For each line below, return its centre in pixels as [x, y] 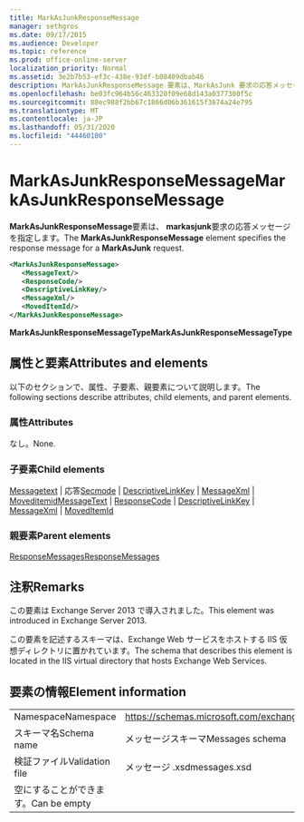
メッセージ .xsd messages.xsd [188, 768]
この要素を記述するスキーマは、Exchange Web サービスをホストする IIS [143, 640]
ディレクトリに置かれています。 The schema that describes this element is [155, 651]
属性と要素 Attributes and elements [109, 363]
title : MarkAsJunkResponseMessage [75, 18]
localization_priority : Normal [68, 69]
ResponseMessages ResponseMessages [85, 556]
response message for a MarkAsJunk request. [97, 248]
